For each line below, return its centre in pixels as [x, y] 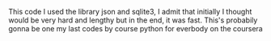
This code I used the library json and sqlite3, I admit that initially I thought [130, 12]
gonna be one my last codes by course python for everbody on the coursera [135, 29]
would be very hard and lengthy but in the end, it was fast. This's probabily [133, 20]
